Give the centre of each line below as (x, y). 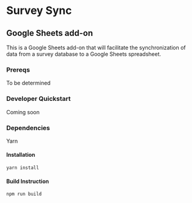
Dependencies (28, 128)
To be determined (28, 83)
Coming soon (23, 112)
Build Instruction (28, 181)
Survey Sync (39, 11)
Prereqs (18, 69)
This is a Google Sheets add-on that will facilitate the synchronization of (96, 47)
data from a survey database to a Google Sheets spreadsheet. (84, 54)
